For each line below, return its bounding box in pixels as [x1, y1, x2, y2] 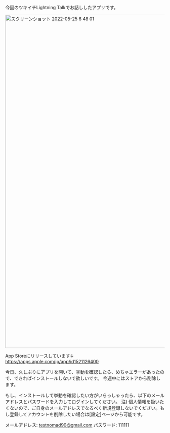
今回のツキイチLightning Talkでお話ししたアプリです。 [5, 5, 118, 10]
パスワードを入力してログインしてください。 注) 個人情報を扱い [27, 399, 160, 405]
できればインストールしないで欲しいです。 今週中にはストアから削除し [14, 375, 161, 381]
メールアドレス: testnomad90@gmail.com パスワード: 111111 [5, 422, 130, 428]
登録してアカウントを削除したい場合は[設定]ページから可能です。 [9, 411, 146, 417]
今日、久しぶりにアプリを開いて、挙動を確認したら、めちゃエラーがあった [5, 369, 160, 375]
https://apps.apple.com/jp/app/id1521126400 [5, 359, 99, 364]
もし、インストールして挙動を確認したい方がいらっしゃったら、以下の [5, 393, 152, 398]
